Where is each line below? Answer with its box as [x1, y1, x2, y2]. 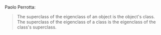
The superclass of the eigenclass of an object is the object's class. [17, 14, 155, 19]
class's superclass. [17, 24, 57, 30]
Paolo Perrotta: [5, 4, 36, 10]
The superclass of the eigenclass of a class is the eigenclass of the [17, 19, 156, 25]
